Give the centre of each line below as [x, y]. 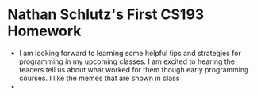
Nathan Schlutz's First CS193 [106, 15]
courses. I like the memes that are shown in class [99, 78]
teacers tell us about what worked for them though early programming [134, 69]
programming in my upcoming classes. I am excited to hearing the [127, 61]
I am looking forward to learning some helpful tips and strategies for [130, 53]
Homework [44, 31]
